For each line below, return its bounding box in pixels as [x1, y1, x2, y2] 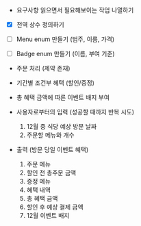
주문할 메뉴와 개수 [26, 131, 75, 139]
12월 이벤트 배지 [26, 212, 70, 220]
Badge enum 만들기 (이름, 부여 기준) [16, 50, 115, 58]
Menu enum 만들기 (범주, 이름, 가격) [16, 35, 115, 43]
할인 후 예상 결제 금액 [26, 203, 84, 211]
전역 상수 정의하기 [16, 21, 64, 29]
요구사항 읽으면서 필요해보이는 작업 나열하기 [16, 6, 134, 14]
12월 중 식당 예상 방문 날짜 [26, 123, 97, 131]
